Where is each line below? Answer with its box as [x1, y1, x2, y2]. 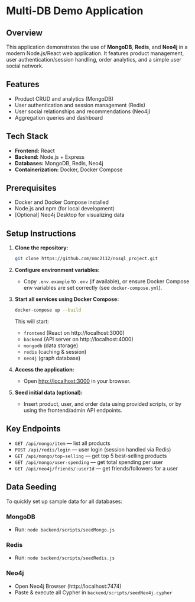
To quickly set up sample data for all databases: [6, 498, 123, 505]
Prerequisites [6, 183, 57, 193]
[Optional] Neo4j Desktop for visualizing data [14, 212, 125, 219]
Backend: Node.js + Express [14, 153, 84, 161]
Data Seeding [6, 482, 57, 492]
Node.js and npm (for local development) [14, 205, 115, 212]
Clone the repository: [14, 244, 69, 251]
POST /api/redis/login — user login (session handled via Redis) [14, 446, 171, 453]
